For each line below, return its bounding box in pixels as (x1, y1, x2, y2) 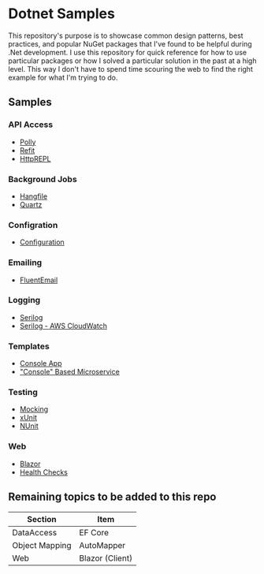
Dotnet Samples (8, 5, 116, 23)
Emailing (8, 257, 43, 268)
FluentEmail (19, 275, 58, 285)
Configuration (19, 237, 65, 247)
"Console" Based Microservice (19, 367, 120, 377)
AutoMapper (79, 539, 126, 550)
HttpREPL (19, 154, 51, 163)
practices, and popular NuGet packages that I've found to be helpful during (8, 39, 252, 48)
